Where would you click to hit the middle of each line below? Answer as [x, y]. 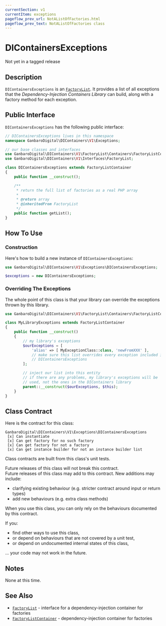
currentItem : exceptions [31, 14]
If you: [12, 523]
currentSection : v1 [25, 10]
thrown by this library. [27, 305]
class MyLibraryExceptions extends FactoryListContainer [65, 323]
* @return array [33, 200]
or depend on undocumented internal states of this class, [71, 543]
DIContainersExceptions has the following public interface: [65, 127]
